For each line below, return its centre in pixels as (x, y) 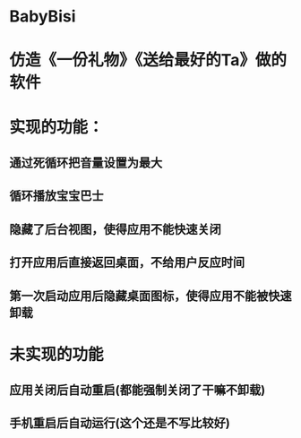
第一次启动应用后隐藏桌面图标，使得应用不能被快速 (150, 296)
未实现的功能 (57, 354)
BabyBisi (43, 17)
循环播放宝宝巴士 (56, 196)
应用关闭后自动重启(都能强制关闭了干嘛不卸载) (138, 390)
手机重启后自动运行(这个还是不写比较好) (120, 423)
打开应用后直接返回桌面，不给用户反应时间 (127, 263)
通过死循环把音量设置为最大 (86, 163)
